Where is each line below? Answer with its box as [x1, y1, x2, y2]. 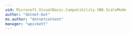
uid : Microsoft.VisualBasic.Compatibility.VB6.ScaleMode [5, 7, 126, 12]
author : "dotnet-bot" [5, 12, 50, 17]
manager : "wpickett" [5, 21, 48, 26]
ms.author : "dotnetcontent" [5, 16, 64, 21]
